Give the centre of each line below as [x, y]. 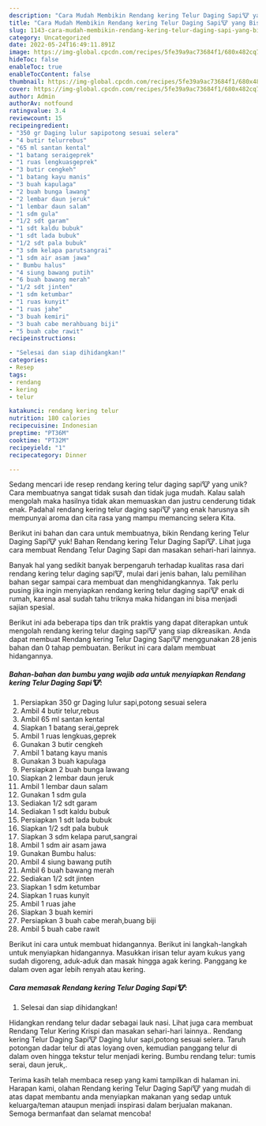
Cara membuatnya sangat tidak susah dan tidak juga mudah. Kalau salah [127, 493]
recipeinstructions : [43, 339]
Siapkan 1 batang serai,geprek [69, 728]
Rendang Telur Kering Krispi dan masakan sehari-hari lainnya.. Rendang [126, 1031]
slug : [18, 30]
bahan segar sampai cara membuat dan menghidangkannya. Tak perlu [124, 582]
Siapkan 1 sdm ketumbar [60, 887]
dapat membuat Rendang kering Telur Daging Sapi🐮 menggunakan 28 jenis [133, 640]
